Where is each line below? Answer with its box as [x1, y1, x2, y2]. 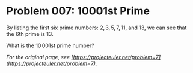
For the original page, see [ [6, 53, 73, 60]
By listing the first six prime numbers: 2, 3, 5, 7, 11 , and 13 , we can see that [6, 24, 187, 31]
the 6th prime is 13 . [6, 30, 54, 37]
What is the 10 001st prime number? [6, 42, 94, 49]
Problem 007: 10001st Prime [6, 4, 150, 18]
